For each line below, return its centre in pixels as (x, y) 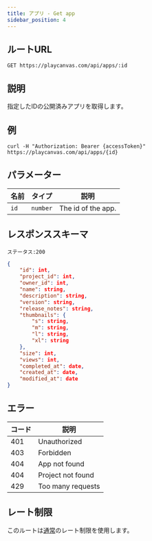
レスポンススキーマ (48, 234)
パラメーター (34, 175)
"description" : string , (54, 296)
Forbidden (55, 452)
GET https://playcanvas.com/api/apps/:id (67, 66)
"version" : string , (47, 302)
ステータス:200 (26, 252)
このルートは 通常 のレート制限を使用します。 (70, 530)
